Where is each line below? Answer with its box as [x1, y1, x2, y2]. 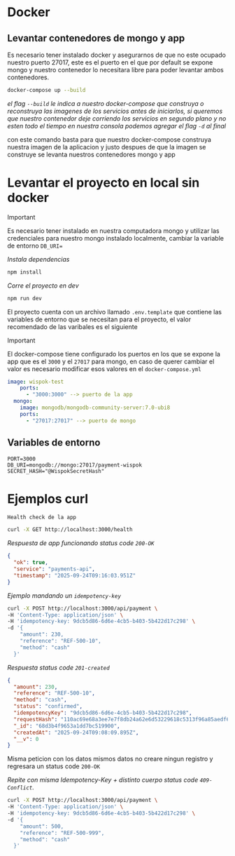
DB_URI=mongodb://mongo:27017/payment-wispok [7, 461, 142, 469]
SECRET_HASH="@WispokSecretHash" [7, 467, 105, 474]
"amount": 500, [20, 822, 64, 830]
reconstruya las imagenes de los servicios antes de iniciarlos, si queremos [7, 107, 223, 115]
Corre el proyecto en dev [7, 281, 79, 290]
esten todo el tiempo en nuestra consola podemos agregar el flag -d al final [7, 121, 226, 130]
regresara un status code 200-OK [7, 762, 100, 770]
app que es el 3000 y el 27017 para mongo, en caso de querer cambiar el [7, 357, 215, 366]
